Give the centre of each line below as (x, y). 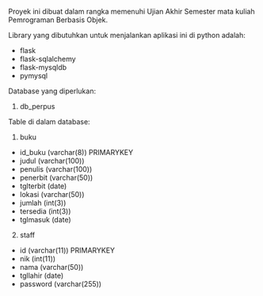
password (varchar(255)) (60, 284)
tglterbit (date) (43, 186)
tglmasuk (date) (45, 220)
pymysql (34, 76)
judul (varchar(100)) (52, 161)
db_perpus (37, 106)
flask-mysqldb (43, 67)
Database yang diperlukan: (52, 91)
